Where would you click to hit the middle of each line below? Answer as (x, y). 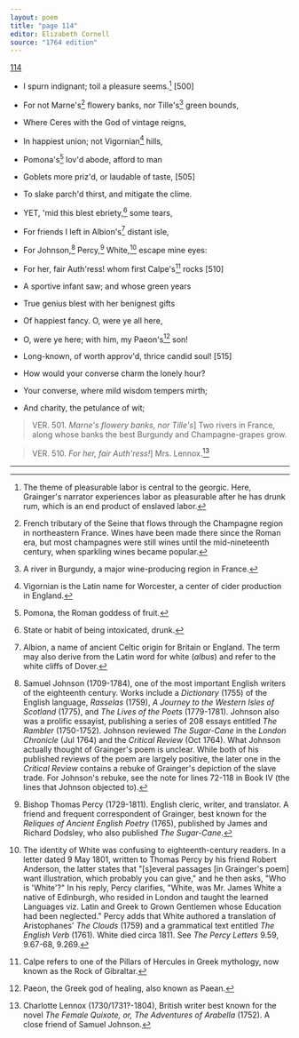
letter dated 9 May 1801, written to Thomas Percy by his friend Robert (150, 859)
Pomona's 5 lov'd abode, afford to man (93, 159)
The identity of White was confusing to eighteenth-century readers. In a (154, 850)
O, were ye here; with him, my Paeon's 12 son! (106, 339)
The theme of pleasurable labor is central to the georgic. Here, (137, 487)
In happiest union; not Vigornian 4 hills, (93, 140)
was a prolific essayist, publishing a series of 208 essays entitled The (150, 721)
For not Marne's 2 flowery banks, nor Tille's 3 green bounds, (130, 104)
